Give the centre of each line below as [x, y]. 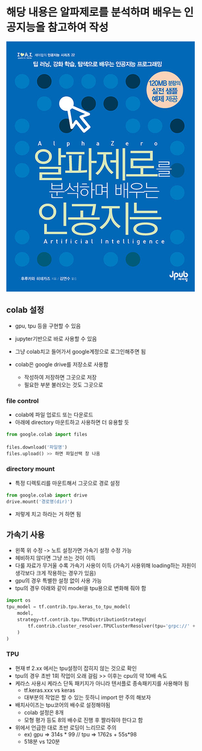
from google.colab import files [47, 435]
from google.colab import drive [47, 495]
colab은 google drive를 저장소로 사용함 [62, 364]
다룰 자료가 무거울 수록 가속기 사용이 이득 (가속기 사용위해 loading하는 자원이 [106, 565]
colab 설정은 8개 [44, 712]
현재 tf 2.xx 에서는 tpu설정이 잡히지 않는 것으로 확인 [76, 668]
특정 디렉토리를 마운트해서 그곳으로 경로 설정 [68, 483]
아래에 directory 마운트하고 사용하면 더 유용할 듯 [72, 422]
